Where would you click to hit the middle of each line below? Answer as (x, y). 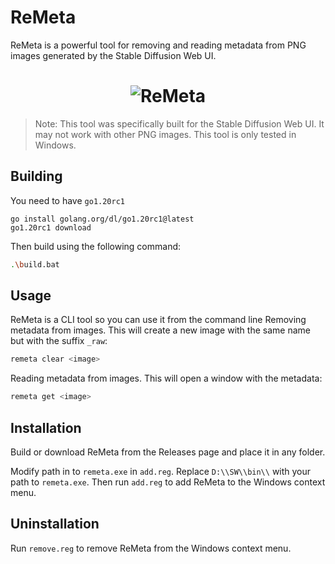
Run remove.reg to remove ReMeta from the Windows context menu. (151, 548)
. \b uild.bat (35, 264)
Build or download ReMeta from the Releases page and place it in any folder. (168, 452)
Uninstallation (55, 524)
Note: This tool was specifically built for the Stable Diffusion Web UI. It (179, 123)
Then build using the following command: (96, 246)
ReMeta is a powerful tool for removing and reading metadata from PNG (158, 45)
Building (36, 176)
